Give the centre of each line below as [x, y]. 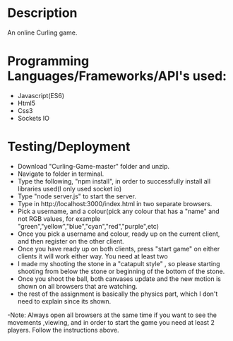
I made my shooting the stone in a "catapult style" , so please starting [119, 263]
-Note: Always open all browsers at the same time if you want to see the [112, 315]
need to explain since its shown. [64, 301]
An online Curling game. [42, 32]
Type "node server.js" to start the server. [77, 196]
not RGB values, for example [59, 219]
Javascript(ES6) [41, 95]
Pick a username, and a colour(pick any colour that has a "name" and [119, 211]
